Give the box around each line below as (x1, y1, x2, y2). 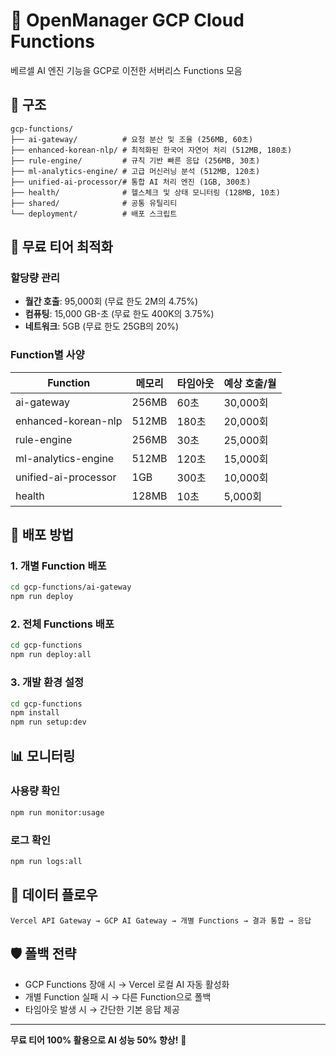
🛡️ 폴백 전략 (10, 945, 77, 963)
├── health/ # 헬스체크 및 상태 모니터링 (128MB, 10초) (10, 187, 281, 198)
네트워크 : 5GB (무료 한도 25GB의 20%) (24, 320, 180, 333)
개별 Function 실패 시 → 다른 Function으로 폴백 (24, 990, 212, 1003)
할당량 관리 (10, 271, 61, 285)
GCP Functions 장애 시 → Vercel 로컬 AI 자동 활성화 (24, 978, 230, 990)
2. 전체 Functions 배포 (10, 617, 115, 631)
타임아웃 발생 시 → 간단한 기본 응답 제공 (24, 1003, 180, 1015)
